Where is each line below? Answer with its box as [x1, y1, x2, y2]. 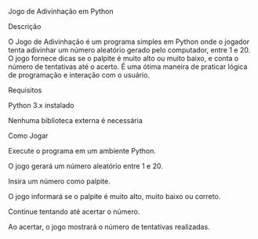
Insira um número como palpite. [8, 176, 111, 186]
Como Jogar [8, 131, 49, 140]
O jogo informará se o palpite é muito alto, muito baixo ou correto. [8, 192, 221, 201]
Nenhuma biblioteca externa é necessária [8, 116, 143, 125]
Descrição [8, 22, 42, 31]
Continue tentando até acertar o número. [8, 207, 140, 216]
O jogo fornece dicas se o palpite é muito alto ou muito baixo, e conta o [8, 54, 239, 63]
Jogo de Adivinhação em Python [8, 7, 114, 16]
